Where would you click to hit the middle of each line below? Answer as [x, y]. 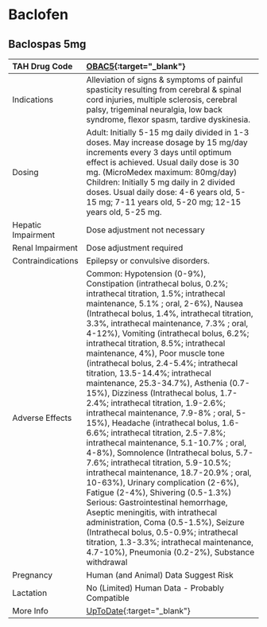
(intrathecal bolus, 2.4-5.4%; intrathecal [162, 363]
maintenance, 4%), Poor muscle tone [155, 353]
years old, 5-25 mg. [124, 212]
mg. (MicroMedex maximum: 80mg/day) [161, 172]
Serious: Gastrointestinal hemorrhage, [157, 502]
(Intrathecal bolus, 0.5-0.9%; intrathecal [162, 532]
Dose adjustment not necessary [145, 230]
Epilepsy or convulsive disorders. [148, 261]
